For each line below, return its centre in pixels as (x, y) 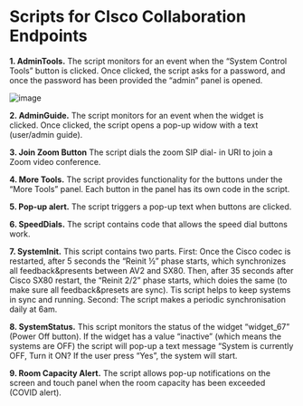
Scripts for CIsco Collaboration (128, 17)
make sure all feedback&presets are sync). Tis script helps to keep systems (150, 290)
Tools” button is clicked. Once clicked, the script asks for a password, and (147, 71)
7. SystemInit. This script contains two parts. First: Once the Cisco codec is (150, 251)
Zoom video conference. (55, 161)
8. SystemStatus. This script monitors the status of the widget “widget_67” (150, 326)
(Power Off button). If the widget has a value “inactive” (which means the (146, 336)
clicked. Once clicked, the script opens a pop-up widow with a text (134, 125)
